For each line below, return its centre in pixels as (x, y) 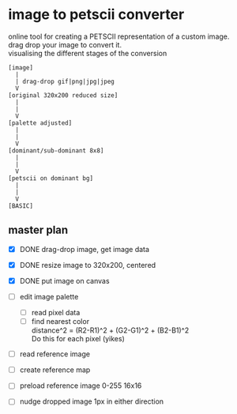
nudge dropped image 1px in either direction (92, 401)
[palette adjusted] (40, 123)
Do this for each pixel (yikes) (78, 339)
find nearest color (60, 322)
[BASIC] (21, 206)
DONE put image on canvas (64, 280)
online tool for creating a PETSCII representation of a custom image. (119, 36)
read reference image (55, 354)
